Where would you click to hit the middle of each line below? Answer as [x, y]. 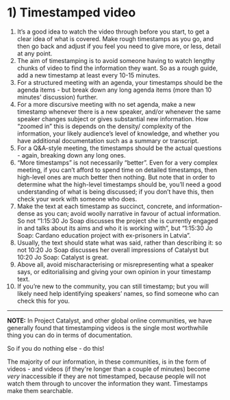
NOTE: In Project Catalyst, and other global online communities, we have [110, 321]
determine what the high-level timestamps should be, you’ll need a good [119, 184]
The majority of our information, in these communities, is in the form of [107, 362]
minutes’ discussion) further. [57, 97]
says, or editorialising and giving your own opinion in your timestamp [114, 271]
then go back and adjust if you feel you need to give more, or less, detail [119, 46]
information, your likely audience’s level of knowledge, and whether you [118, 133]
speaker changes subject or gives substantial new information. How [113, 118]
